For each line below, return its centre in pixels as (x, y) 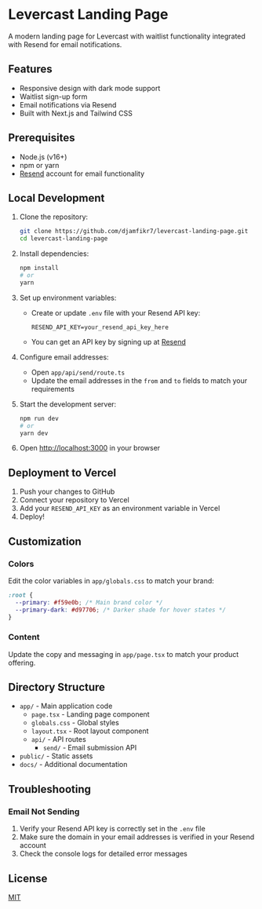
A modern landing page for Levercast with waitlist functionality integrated (127, 36)
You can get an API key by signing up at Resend (109, 341)
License (28, 878)
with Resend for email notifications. (65, 44)
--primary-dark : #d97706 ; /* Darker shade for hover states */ (120, 610)
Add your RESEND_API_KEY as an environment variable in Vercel (120, 509)
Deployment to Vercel (62, 473)
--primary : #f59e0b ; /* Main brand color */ (89, 602)
